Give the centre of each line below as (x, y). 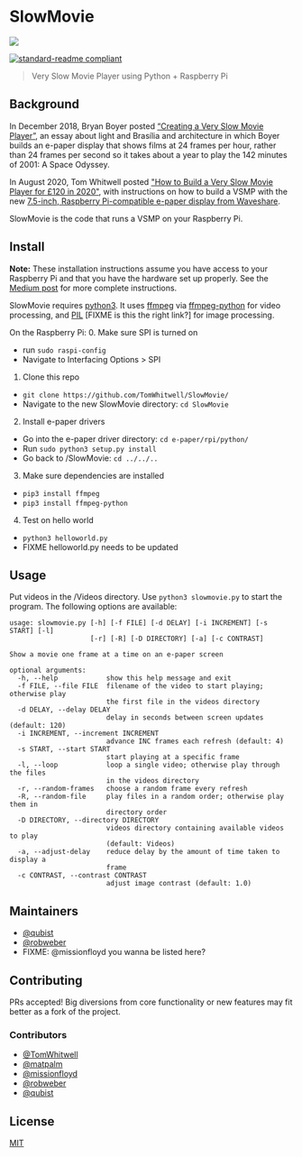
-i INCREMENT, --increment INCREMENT (88, 734)
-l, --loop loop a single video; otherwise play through (149, 765)
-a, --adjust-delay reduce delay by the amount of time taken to (149, 852)
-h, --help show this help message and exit (124, 678)
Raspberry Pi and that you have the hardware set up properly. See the (139, 278)
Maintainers (44, 911)
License (32, 1121)
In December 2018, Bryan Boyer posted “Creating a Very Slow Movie (137, 126)
